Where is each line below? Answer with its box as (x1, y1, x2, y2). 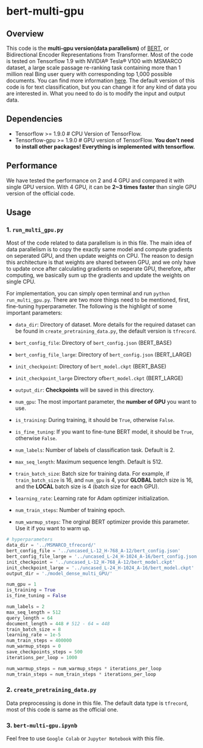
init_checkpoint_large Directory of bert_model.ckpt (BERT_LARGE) (15, 375, 184, 382)
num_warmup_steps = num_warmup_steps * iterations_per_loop (6, 665, 162, 671)
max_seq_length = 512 (6, 609, 61, 615)
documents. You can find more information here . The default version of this (6, 77, 195, 84)
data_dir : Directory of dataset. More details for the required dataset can (15, 321, 196, 328)
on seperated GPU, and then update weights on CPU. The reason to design (6, 252, 194, 260)
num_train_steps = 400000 (6, 637, 72, 644)
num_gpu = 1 (6, 581, 36, 587)
